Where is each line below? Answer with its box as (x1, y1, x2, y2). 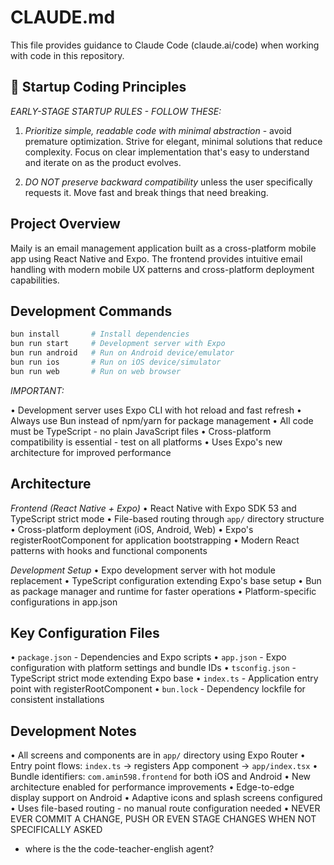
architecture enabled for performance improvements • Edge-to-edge (10, 781, 295, 793)
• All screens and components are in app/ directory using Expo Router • (10, 749, 306, 761)
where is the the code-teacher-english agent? (24, 843, 215, 855)
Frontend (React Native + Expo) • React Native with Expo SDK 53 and (10, 502, 297, 514)
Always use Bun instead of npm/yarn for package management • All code (10, 414, 314, 426)
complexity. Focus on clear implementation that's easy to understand (24, 146, 310, 158)
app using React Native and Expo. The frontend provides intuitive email (10, 252, 303, 265)
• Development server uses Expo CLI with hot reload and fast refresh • (10, 404, 302, 416)
